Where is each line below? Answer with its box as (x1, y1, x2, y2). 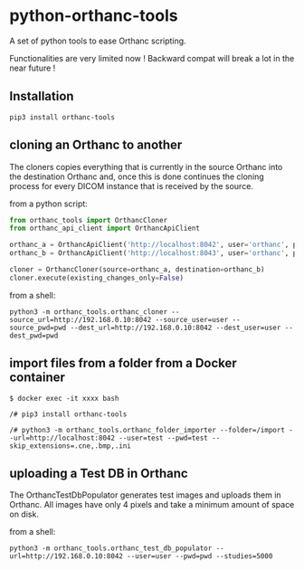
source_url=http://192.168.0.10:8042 (9, 315, 152, 324)
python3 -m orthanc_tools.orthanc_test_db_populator (9, 544, 213, 553)
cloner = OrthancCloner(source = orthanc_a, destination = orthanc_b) (9, 265, 265, 274)
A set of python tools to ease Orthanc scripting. (9, 35, 187, 46)
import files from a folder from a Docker (9, 356, 237, 371)
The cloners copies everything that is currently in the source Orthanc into (9, 161, 283, 172)
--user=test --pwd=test (119, 433, 208, 442)
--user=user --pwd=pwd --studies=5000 (126, 552, 273, 561)
